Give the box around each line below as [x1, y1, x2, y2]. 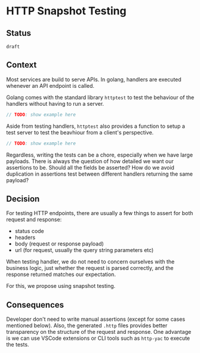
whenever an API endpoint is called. [6, 82, 94, 89]
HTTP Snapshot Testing [6, 4, 127, 18]
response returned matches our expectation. [6, 271, 116, 278]
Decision [6, 194, 40, 204]
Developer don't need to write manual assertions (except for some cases [6, 315, 186, 323]
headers [14, 234, 36, 241]
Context [6, 60, 37, 70]
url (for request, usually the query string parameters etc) [14, 247, 154, 254]
